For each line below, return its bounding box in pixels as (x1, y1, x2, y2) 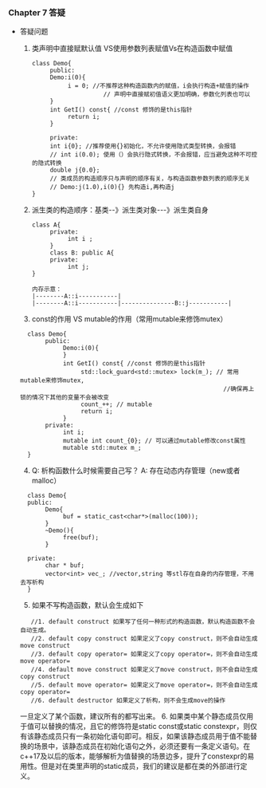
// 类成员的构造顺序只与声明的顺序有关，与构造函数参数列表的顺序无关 (49, 175, 251, 183)
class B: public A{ (49, 249, 115, 257)
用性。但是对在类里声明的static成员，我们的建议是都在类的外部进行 (19, 762, 241, 771)
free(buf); (62, 534, 100, 542)
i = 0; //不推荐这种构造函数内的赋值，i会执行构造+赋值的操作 (67, 82, 249, 90)
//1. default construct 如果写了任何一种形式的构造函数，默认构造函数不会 (30, 618, 256, 626)
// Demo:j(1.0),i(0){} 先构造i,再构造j (49, 183, 175, 191)
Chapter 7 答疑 (8, 6, 66, 18)
